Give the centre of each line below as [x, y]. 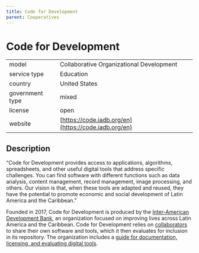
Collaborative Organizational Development [119, 65]
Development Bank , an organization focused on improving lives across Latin [99, 218]
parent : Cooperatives [33, 17]
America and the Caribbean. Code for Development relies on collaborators [97, 225]
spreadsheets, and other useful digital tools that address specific [85, 169]
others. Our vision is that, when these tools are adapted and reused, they [95, 188]
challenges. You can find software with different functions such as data [93, 175]
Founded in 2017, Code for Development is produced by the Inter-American [98, 212]
